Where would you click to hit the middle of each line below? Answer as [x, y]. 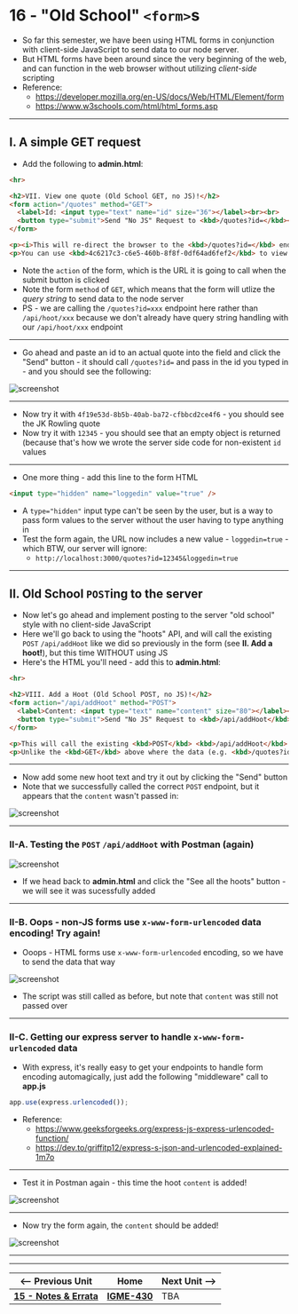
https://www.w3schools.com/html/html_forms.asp [127, 106]
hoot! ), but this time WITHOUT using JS [95, 653]
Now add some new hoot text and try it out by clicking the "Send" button [155, 777]
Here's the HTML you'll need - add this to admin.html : [122, 662]
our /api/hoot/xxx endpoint [72, 327]
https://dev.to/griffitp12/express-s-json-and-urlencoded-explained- [159, 1148]
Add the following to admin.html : [82, 163]
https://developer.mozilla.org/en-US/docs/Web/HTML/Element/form [160, 96]
